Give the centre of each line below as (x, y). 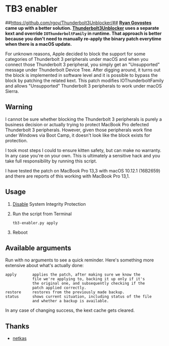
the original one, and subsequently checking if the (88, 284)
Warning (19, 107)
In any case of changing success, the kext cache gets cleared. (70, 310)
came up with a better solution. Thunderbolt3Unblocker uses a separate (82, 28)
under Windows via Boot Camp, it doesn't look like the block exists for (78, 135)
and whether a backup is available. (70, 301)
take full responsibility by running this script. (51, 161)
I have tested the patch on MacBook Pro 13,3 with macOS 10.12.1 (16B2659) (83, 170)
